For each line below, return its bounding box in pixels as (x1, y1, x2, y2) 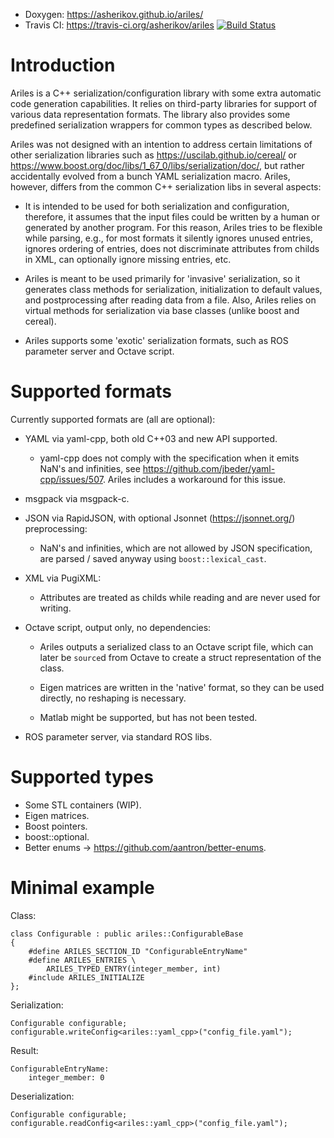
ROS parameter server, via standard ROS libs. (24, 730, 213, 743)
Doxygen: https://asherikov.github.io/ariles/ (24, 9, 204, 20)
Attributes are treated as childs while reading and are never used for (39, 591, 321, 603)
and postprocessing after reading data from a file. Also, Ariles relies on (24, 294, 317, 306)
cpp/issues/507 (39, 473, 103, 485)
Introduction (10, 54, 116, 77)
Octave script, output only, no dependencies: (24, 621, 212, 633)
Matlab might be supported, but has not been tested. (39, 711, 258, 723)
